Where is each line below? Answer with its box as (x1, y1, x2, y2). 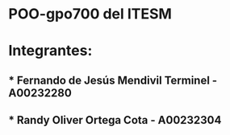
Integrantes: (8, 42, 93, 60)
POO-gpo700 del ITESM (8, 5, 172, 23)
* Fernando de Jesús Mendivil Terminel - (8, 73, 218, 87)
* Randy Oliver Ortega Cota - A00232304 (8, 113, 222, 127)
